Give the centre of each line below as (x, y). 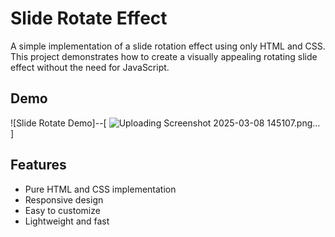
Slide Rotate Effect (89, 18)
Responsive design (64, 199)
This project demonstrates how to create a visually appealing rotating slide (164, 56)
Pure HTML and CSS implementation (100, 189)
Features (38, 165)
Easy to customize (62, 210)
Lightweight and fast (67, 221)
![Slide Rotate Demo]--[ (58, 123)
